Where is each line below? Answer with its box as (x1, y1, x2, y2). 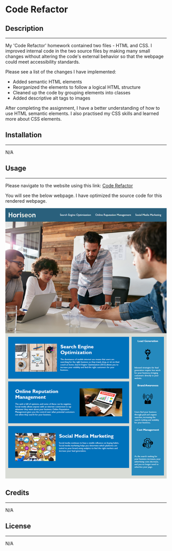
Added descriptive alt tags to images (12, 95, 91, 101)
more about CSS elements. (5, 116, 62, 122)
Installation (5, 131, 42, 140)
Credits (5, 488, 30, 497)
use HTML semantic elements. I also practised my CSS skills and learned (5, 110, 159, 116)
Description (5, 24, 44, 33)
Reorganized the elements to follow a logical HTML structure (12, 84, 141, 90)
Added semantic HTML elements (12, 78, 82, 85)
